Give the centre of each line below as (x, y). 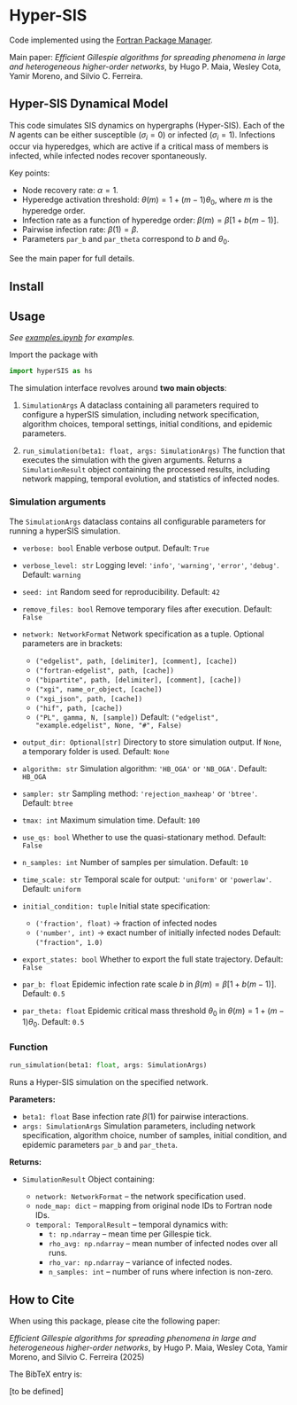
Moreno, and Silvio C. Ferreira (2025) (77, 1357)
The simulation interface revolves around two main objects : (118, 388)
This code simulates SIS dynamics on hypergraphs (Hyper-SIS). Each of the (147, 125)
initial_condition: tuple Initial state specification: (116, 906)
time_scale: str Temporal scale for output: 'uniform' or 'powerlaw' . (147, 879)
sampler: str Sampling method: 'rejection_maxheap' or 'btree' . (140, 793)
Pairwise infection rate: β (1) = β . (80, 230)
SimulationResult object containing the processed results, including (146, 470)
